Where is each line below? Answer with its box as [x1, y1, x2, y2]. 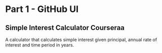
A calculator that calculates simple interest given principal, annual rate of [5, 36, 157, 42]
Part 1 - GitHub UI [5, 3, 79, 15]
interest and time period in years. [5, 42, 74, 48]
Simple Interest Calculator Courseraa [5, 23, 125, 32]
